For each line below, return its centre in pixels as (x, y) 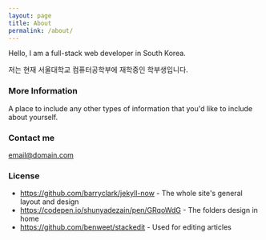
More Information (43, 91)
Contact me (32, 138)
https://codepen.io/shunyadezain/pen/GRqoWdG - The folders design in (139, 210)
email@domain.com (41, 155)
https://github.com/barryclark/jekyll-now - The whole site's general (131, 194)
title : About (30, 23)
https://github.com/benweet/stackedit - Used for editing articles (126, 227)
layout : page (30, 16)
